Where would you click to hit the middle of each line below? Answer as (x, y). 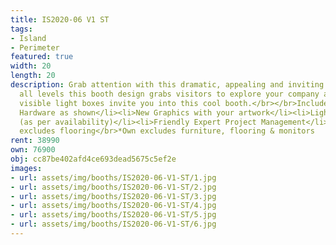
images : (26, 168)
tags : (21, 29)
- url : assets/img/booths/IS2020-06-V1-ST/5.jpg (113, 215)
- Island (28, 38)
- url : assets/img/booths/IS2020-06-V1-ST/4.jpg (113, 206)
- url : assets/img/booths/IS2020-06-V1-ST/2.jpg (113, 187)
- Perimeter (35, 47)
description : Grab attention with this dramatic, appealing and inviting (167, 85)
